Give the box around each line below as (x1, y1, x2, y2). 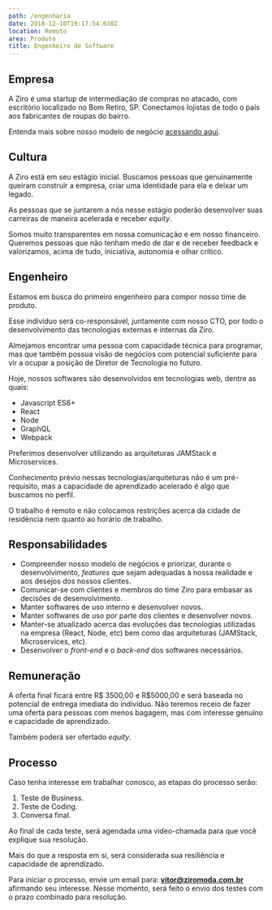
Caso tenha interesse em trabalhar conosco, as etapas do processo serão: (8, 778, 258, 786)
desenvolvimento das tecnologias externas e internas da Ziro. (8, 324, 215, 334)
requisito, (8, 481, 41, 491)
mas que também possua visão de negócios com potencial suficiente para (8, 349, 257, 358)
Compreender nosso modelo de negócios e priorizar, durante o (19, 559, 231, 569)
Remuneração (8, 669, 81, 682)
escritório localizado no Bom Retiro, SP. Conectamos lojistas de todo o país (8, 102, 260, 112)
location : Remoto (8, 27, 67, 35)
